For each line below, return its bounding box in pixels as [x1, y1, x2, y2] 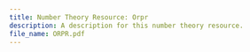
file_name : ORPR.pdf [9, 29, 86, 38]
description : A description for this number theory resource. [9, 21, 244, 30]
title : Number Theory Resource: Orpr [9, 12, 149, 22]
